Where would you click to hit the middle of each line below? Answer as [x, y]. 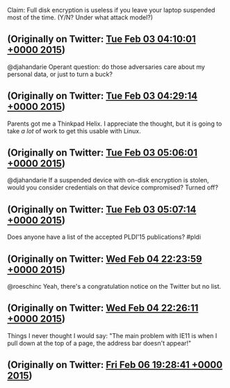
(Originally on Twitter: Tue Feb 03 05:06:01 [102, 153]
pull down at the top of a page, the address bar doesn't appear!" [99, 343]
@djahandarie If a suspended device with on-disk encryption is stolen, [108, 180]
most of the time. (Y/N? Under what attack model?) [80, 17]
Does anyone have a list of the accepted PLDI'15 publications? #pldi [104, 237]
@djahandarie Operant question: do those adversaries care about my [106, 67]
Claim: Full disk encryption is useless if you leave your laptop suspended [111, 10]
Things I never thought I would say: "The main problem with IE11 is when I [112, 335]
